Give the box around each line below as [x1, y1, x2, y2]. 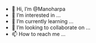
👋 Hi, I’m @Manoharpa [11, 6, 66, 12]
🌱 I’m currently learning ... [11, 18, 74, 24]
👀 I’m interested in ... [11, 12, 61, 19]
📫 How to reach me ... [11, 31, 66, 37]
